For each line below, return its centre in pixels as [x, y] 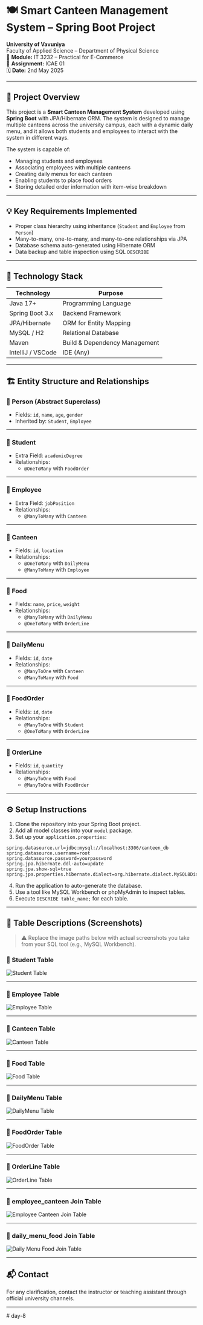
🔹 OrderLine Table [33, 1167]
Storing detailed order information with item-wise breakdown [91, 186]
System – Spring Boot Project [81, 28]
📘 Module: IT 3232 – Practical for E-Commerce [65, 57]
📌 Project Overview [43, 97]
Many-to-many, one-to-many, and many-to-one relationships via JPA [101, 239]
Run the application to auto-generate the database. [79, 885]
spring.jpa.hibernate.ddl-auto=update [55, 864]
